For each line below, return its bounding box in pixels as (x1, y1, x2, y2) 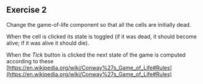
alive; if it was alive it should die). (6, 39, 90, 46)
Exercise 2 (6, 5, 47, 15)
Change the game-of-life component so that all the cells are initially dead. (6, 21, 191, 28)
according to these (6, 57, 54, 65)
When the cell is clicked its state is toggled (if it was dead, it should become (6, 33, 197, 40)
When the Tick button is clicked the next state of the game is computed (6, 51, 186, 58)
